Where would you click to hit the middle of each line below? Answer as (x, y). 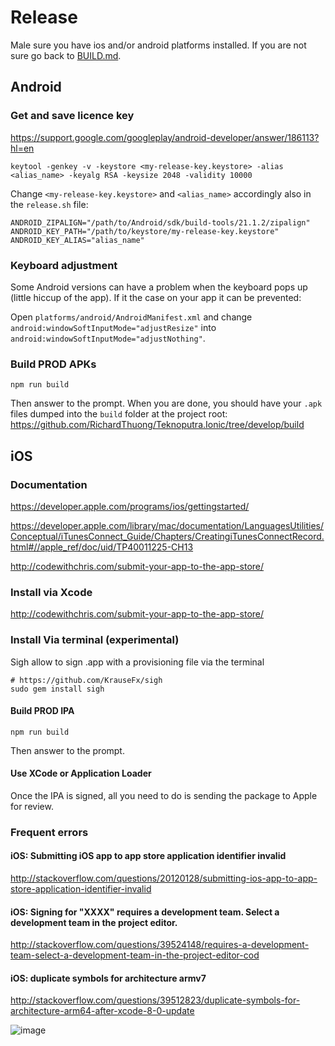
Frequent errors (49, 832)
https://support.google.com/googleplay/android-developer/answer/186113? (165, 137)
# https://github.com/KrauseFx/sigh (86, 680)
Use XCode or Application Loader (81, 773)
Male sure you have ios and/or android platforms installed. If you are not (158, 45)
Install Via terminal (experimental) (95, 640)
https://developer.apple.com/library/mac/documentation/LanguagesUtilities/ (167, 525)
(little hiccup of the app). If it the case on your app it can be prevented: (156, 297)
